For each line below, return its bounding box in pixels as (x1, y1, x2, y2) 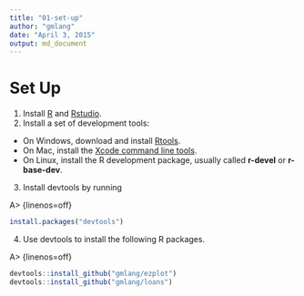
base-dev (22, 165, 61, 176)
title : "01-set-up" (9, 13, 84, 23)
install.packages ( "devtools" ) (9, 218, 125, 227)
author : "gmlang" (9, 22, 76, 31)
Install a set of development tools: (22, 117, 150, 128)
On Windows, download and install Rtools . (22, 136, 181, 147)
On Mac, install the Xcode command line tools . (22, 145, 198, 156)
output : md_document (9, 38, 88, 48)
